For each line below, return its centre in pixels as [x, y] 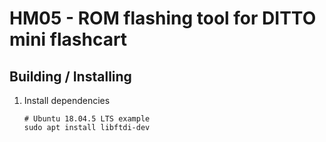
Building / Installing [70, 76]
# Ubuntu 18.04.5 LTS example [87, 119]
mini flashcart [68, 39]
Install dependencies [67, 100]
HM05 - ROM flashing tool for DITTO [163, 18]
